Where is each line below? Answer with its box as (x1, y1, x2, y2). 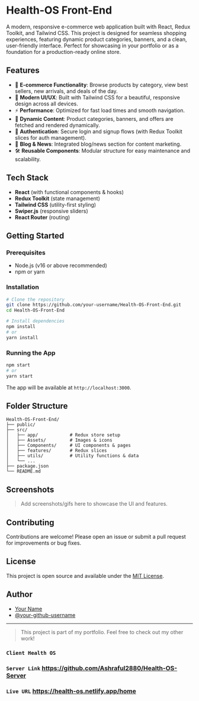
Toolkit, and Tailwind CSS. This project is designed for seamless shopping (6, 29, 187, 36)
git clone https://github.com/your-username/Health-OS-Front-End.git (6, 302, 182, 308)
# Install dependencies (6, 318, 65, 324)
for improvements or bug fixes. (6, 539, 82, 546)
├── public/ (6, 422, 36, 428)
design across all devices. (14, 100, 78, 107)
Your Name (14, 605, 43, 612)
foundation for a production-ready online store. (6, 48, 121, 55)
